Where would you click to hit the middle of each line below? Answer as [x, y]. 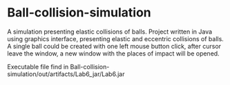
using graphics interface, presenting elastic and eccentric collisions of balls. [116, 38]
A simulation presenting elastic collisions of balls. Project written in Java [110, 32]
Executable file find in [38, 66]
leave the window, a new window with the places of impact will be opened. [113, 53]
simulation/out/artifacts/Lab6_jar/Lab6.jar [66, 74]
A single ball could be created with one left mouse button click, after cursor [114, 46]
